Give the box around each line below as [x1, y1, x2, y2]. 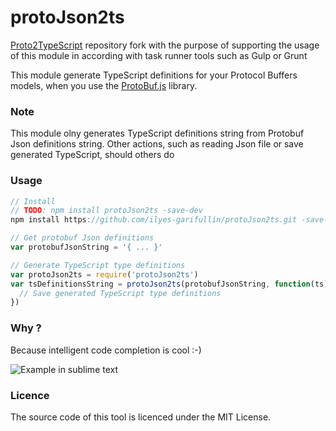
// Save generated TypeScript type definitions [19, 288, 222, 298]
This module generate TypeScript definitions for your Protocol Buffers [10, 69, 298, 81]
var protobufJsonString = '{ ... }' [10, 242, 163, 253]
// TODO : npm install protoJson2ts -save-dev [10, 206, 203, 216]
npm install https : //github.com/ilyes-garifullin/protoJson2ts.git [10, 215, 298, 225]
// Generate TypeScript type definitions [10, 260, 186, 270]
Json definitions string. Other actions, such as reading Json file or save [10, 138, 304, 150]
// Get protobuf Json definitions [10, 233, 155, 243]
